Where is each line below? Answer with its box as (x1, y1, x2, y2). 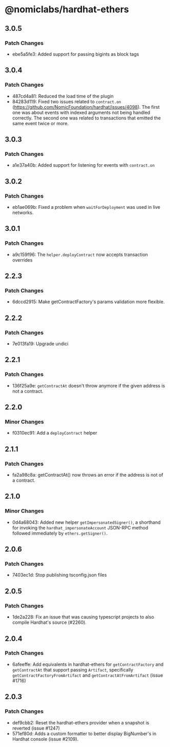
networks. (12, 209, 34, 215)
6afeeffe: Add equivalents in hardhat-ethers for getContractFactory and (12, 661, 164, 667)
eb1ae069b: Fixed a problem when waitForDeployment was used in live (12, 204, 161, 210)
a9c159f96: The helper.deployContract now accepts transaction (12, 251, 148, 258)
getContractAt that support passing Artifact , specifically (12, 666, 134, 673)
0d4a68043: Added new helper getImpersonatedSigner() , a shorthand (12, 519, 161, 525)
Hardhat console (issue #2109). (12, 736, 79, 742)
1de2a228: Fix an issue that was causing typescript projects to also (12, 614, 154, 620)
